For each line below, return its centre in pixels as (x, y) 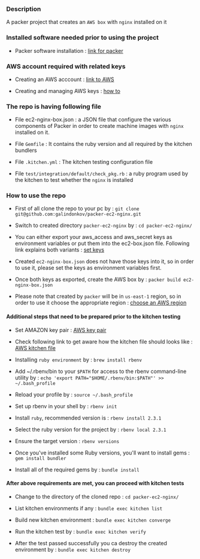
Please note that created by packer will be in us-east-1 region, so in (98, 297)
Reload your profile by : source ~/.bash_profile (74, 394)
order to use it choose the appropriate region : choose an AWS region (101, 303)
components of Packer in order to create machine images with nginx (99, 126)
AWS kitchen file (35, 348)
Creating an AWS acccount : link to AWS (65, 79)
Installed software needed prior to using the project (83, 38)
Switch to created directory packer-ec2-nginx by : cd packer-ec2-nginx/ (104, 225)
